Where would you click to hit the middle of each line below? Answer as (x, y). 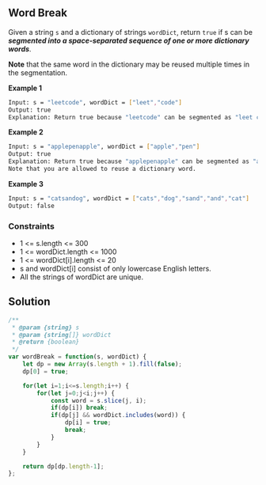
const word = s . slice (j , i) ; (99, 400)
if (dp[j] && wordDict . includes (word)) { (118, 415)
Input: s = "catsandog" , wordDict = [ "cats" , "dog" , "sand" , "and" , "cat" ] (129, 198)
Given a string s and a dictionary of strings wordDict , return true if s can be (131, 32)
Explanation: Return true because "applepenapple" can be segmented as (129, 161)
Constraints (32, 226)
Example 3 (26, 184)
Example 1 (25, 88)
